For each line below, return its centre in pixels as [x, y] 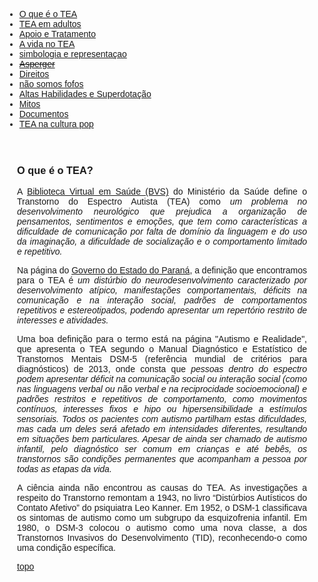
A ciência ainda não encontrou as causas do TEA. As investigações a [162, 488]
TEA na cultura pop [56, 124]
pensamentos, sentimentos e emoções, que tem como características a [162, 222]
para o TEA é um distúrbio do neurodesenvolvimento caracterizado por [162, 280]
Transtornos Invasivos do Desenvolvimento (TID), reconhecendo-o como [162, 538]
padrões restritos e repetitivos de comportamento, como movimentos [162, 399]
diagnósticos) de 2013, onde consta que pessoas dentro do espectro [162, 369]
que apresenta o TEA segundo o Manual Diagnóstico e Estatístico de [162, 349]
